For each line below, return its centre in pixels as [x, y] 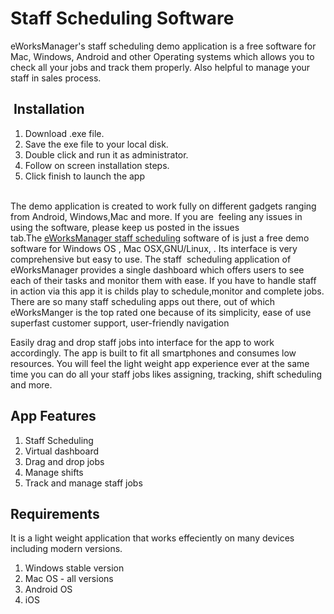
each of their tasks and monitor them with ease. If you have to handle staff [163, 280]
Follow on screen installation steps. [97, 165]
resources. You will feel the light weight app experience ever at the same [160, 363]
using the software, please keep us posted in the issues [125, 227]
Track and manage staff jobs [83, 483]
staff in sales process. [56, 78]
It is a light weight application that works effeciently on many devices [152, 538]
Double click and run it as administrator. [106, 154]
